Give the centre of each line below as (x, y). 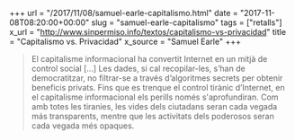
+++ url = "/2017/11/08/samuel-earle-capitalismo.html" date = (124, 13)
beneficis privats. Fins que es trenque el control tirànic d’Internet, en (158, 87)
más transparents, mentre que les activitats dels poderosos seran (152, 116)
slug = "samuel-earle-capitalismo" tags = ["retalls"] (187, 22)
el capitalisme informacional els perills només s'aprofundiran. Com (155, 97)
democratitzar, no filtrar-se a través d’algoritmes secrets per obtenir (157, 78)
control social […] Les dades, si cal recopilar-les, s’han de (138, 68)
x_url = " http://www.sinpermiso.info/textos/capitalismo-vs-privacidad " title (147, 32)
